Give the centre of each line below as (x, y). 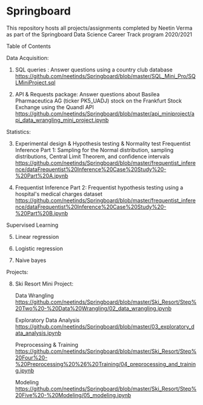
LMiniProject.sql (35, 82)
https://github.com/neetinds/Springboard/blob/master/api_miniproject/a (105, 113)
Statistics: (19, 132)
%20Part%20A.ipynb (42, 176)
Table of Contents (29, 46)
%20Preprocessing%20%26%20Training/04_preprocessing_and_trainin (105, 364)
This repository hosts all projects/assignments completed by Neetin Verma (99, 28)
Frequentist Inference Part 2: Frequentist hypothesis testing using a (99, 187)
